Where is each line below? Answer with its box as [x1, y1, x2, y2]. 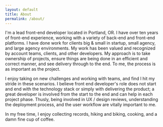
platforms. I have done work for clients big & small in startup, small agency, [5, 40, 156, 46]
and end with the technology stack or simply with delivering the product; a [5, 86, 155, 92]
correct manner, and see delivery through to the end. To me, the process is [5, 61, 156, 67]
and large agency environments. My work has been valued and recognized [5, 45, 156, 51]
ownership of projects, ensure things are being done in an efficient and [5, 56, 148, 62]
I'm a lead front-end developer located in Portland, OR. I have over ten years [5, 30, 159, 36]
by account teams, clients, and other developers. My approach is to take [5, 51, 151, 56]
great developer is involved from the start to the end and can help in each [5, 91, 153, 97]
